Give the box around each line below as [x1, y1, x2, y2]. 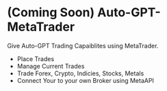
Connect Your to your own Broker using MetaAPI [16, 76, 154, 84]
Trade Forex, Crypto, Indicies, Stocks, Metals [16, 69, 144, 77]
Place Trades [16, 54, 55, 62]
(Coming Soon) [7, 5, 94, 20]
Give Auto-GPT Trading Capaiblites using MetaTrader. [7, 41, 159, 50]
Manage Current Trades [16, 62, 85, 70]
